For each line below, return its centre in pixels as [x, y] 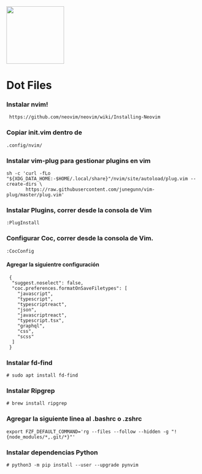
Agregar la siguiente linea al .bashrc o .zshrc [74, 419]
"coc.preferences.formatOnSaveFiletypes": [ [70, 288]
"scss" [26, 337]
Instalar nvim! [27, 105]
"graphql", [31, 326]
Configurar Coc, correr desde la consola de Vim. [80, 239]
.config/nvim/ [25, 145]
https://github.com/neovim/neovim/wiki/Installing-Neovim [85, 117]
